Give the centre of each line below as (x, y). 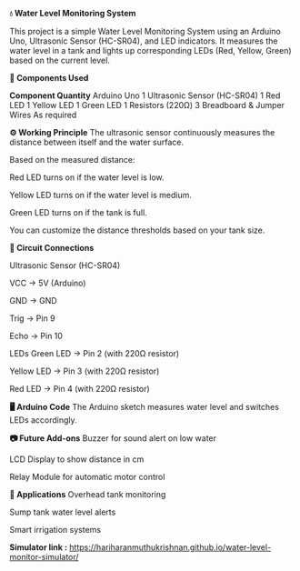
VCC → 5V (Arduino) (48, 283)
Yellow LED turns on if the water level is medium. (101, 195)
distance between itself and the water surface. (97, 142)
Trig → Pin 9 (33, 318)
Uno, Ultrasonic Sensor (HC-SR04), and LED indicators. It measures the (144, 41)
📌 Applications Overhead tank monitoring (88, 494)
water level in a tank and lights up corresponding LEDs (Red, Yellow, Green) (151, 50)
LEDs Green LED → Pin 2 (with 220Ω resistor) (95, 353)
